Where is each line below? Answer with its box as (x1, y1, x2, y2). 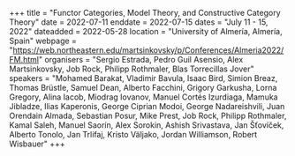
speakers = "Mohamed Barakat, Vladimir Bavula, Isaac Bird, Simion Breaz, (9, 73, 278, 83)
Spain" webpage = (9, 35, 78, 46)
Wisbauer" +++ (9, 138, 66, 149)
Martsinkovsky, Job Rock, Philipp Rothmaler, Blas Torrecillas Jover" (9, 63, 254, 74)
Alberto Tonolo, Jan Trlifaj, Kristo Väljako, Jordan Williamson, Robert (9, 130, 258, 139)
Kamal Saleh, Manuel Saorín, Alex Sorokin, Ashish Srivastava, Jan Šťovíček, (9, 120, 284, 130)
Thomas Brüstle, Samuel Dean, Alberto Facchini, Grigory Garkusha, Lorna (9, 83, 277, 93)
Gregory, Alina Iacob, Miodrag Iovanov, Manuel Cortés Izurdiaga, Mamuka (9, 92, 278, 102)
